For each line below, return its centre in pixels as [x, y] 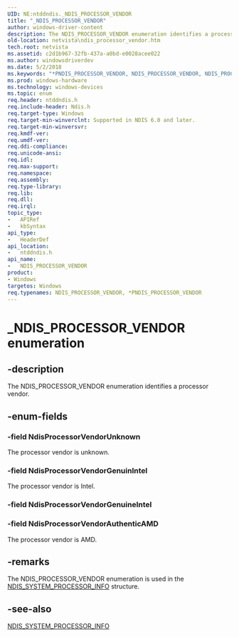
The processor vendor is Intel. [51, 486]
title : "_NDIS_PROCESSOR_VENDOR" [57, 21]
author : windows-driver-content [55, 27]
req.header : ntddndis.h [43, 101]
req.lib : [20, 193]
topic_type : [25, 213]
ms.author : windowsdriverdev [51, 61]
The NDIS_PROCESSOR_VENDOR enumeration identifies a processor [108, 387]
